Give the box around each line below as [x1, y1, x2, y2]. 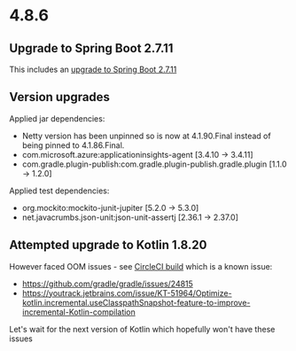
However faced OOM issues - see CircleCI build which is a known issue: [9, 261, 273, 271]
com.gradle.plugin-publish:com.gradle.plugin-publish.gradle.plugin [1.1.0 [21, 159, 287, 169]
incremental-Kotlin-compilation [21, 307, 136, 317]
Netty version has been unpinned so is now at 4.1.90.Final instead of [21, 130, 272, 141]
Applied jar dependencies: [9, 113, 105, 124]
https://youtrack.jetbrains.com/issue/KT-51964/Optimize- [21, 287, 232, 298]
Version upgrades [9, 90, 111, 105]
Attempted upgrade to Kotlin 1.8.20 [9, 238, 207, 253]
